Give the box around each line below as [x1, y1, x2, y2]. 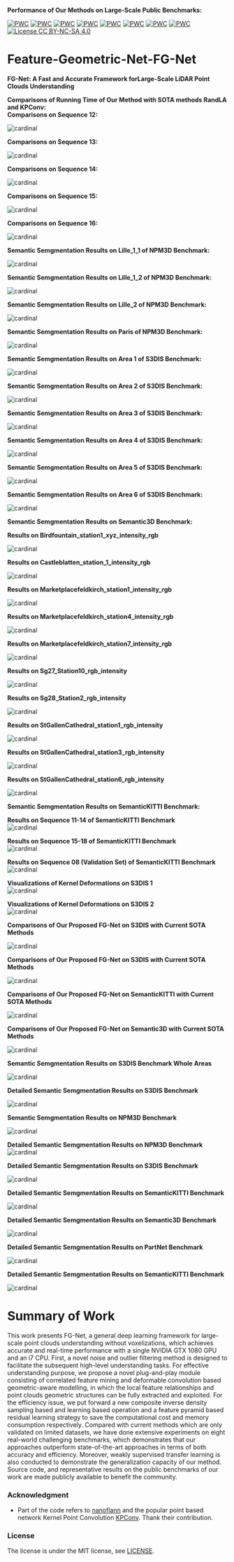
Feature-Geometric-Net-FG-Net [7, 52, 197, 67]
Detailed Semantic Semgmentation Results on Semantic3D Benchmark [7, 1215, 217, 1224]
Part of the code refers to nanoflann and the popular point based [17, 1506, 204, 1514]
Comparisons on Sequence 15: [7, 192, 98, 200]
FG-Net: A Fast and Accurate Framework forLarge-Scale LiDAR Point [7, 74, 210, 83]
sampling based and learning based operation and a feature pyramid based [7, 1405, 224, 1414]
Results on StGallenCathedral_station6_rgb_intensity [7, 775, 165, 783]
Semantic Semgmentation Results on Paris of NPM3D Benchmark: [7, 327, 203, 335]
